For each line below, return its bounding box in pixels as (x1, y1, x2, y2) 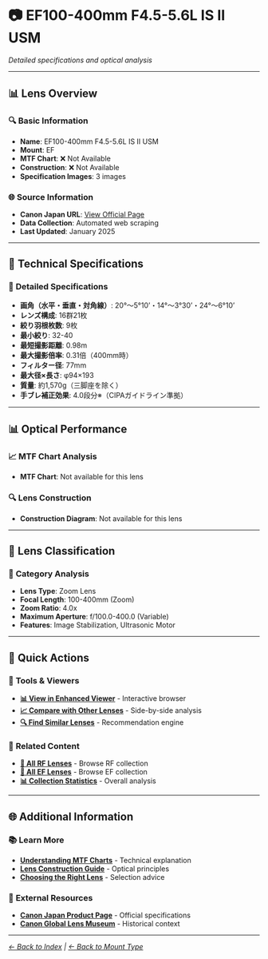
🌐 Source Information (8, 191, 94, 202)
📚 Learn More (8, 834, 65, 846)
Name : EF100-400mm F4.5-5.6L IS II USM (19, 137, 160, 146)
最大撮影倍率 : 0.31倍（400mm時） (19, 350, 133, 360)
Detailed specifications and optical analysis (8, 55, 153, 65)
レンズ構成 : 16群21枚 (19, 310, 88, 320)
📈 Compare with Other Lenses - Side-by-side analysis (19, 705, 202, 715)
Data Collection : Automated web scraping (19, 217, 160, 228)
